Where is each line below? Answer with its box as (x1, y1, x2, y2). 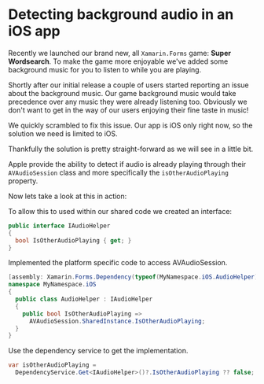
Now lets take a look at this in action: (8, 191, 127, 201)
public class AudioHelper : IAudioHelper (15, 295, 153, 304)
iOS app (8, 22, 60, 40)
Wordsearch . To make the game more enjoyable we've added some (8, 57, 229, 66)
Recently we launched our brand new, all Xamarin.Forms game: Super (8, 48, 232, 57)
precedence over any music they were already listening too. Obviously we (8, 97, 247, 106)
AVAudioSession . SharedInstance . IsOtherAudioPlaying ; (28, 317, 206, 325)
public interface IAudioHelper (8, 222, 111, 230)
